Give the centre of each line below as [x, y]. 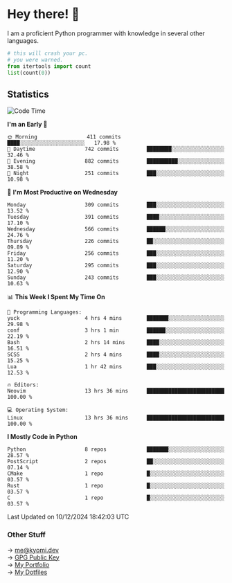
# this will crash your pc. [48, 53]
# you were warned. [35, 60]
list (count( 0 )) [29, 73]
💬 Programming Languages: [44, 312]
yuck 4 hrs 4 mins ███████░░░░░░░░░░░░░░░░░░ [116, 319]
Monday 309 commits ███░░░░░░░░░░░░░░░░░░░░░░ [116, 205]
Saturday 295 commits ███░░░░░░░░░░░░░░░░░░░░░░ [116, 266]
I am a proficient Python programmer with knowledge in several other [106, 33]
